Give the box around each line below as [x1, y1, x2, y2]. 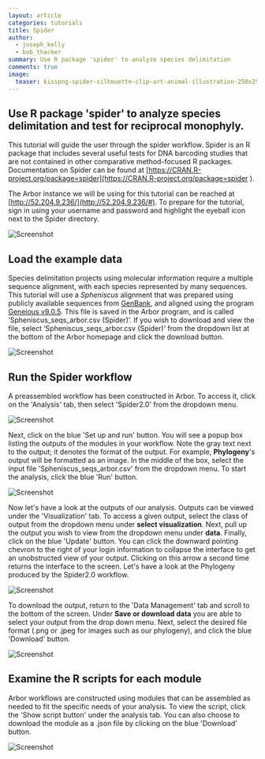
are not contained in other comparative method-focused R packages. [8, 157, 233, 167]
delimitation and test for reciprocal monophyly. [8, 119, 244, 133]
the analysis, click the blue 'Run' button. [8, 472, 138, 482]
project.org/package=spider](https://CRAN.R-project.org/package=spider [8, 174, 248, 183]
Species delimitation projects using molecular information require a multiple [8, 273, 254, 283]
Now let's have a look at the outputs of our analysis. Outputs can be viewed [8, 502, 254, 512]
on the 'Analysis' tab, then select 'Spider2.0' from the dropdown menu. [8, 400, 239, 409]
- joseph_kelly [15, 41, 65, 49]
